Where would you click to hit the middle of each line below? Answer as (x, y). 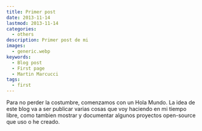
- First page (28, 68)
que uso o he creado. (33, 122)
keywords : (19, 57)
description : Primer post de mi (47, 40)
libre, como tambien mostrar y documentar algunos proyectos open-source (101, 115)
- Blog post (27, 62)
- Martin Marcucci (35, 74)
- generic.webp (31, 52)
